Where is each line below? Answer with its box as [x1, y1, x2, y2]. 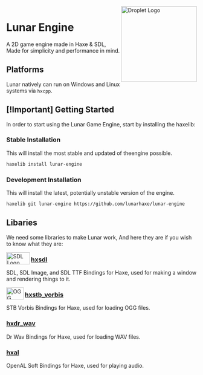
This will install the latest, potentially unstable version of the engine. [6, 189, 175, 197]
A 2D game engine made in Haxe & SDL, [6, 41, 106, 48]
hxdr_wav [6, 319, 36, 328]
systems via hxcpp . [6, 87, 53, 94]
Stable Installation [6, 135, 61, 144]
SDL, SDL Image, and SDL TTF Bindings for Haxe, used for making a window [6, 269, 197, 276]
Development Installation [6, 175, 82, 184]
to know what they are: [6, 240, 63, 247]
